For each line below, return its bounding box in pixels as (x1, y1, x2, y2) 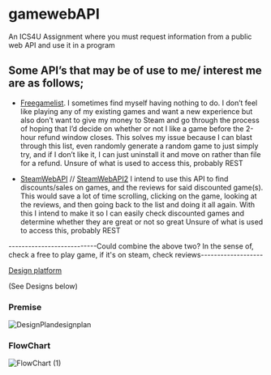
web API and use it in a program (8, 40, 115, 49)
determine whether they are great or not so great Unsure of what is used (19, 216, 264, 227)
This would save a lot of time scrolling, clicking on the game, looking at (19, 191, 257, 201)
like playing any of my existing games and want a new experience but (19, 106, 253, 116)
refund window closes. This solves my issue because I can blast (37, 132, 253, 142)
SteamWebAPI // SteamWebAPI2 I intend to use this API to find (19, 173, 229, 183)
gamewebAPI (8, 5, 100, 23)
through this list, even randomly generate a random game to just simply (19, 141, 259, 151)
